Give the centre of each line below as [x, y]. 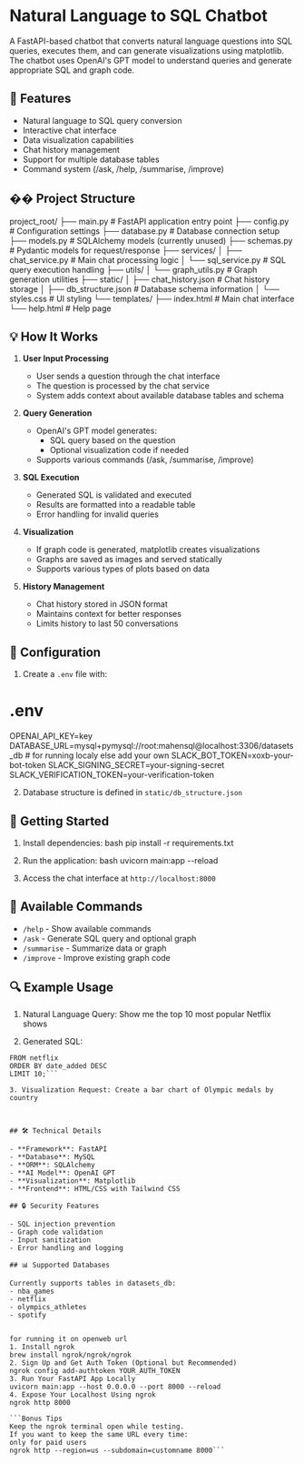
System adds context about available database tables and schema [160, 396]
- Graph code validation [56, 1232]
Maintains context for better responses [108, 614]
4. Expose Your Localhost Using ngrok [83, 1394]
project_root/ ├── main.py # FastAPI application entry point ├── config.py [149, 221]
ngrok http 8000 [40, 1402]
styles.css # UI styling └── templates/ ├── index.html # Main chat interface [152, 298]
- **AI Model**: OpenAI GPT [63, 1173]
